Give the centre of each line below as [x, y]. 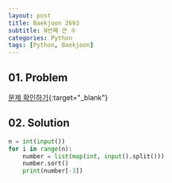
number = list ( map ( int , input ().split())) [94, 156]
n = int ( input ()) [37, 141]
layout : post [30, 16]
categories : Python [40, 38]
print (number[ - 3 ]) [53, 171]
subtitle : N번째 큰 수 [42, 30]
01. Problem [38, 78]
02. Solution [39, 123]
